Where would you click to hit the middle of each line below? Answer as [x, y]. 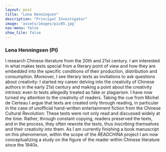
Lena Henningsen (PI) [32, 50]
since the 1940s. [22, 145]
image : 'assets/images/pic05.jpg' [41, 24]
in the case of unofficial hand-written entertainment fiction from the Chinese [83, 108]
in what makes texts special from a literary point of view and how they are [81, 66]
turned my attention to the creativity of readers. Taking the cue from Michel [82, 98]
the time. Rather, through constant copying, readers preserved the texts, [79, 119]
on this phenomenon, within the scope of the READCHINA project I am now [82, 135]
